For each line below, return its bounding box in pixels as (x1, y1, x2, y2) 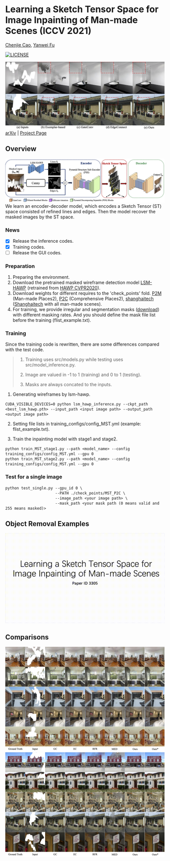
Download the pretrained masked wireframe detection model (12, 279, 140, 285)
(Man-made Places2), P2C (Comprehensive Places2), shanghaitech (12, 295, 154, 302)
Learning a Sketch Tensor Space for (5, 4, 159, 15)
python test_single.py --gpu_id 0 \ (5, 485, 82, 491)
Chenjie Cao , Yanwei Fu (5, 42, 55, 48)
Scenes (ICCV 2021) (5, 25, 92, 36)
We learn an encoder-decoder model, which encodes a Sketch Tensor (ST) (5, 203, 162, 209)
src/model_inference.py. (25, 362, 76, 368)
